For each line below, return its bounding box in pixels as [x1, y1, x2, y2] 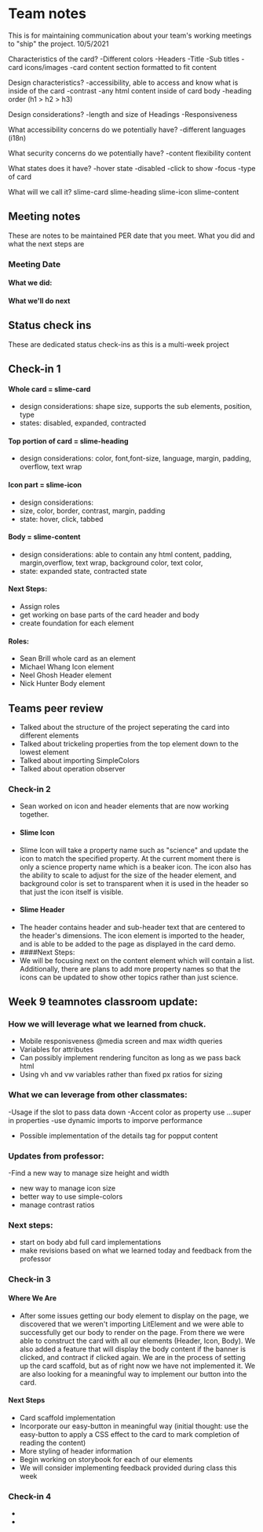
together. [19, 810, 49, 819]
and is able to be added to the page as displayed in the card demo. [19, 939, 236, 948]
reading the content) [19, 1438, 86, 1447]
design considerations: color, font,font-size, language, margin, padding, [19, 454, 251, 463]
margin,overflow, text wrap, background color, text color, [19, 558, 203, 567]
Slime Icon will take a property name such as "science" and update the [19, 845, 249, 855]
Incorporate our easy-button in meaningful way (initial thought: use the [19, 1421, 249, 1431]
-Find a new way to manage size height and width [8, 1169, 170, 1178]
